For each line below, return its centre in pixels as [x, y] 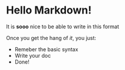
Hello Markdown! [49, 10]
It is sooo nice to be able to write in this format [63, 26]
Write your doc [33, 55]
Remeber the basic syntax [46, 49]
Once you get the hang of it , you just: [51, 38]
